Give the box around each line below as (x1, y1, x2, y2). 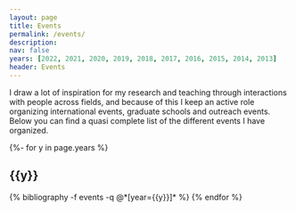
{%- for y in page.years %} (9, 142, 109, 152)
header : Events (9, 63, 66, 72)
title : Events (9, 21, 62, 30)
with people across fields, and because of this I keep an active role (9, 96, 255, 107)
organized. (9, 125, 49, 135)
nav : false (9, 46, 50, 55)
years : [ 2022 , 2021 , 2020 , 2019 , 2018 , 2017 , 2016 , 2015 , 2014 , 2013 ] (9, 54, 277, 63)
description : (9, 37, 58, 47)
